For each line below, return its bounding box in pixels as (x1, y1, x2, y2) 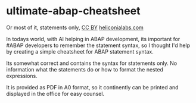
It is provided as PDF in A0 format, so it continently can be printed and (6, 83, 179, 90)
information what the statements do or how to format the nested (6, 65, 164, 73)
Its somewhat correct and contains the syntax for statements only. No (6, 60, 178, 67)
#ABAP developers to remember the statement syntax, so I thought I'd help (6, 42, 191, 49)
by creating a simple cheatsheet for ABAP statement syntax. (6, 48, 154, 55)
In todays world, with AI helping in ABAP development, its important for (6, 35, 181, 42)
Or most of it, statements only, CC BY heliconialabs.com (6, 24, 144, 31)
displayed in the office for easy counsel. (6, 90, 105, 97)
